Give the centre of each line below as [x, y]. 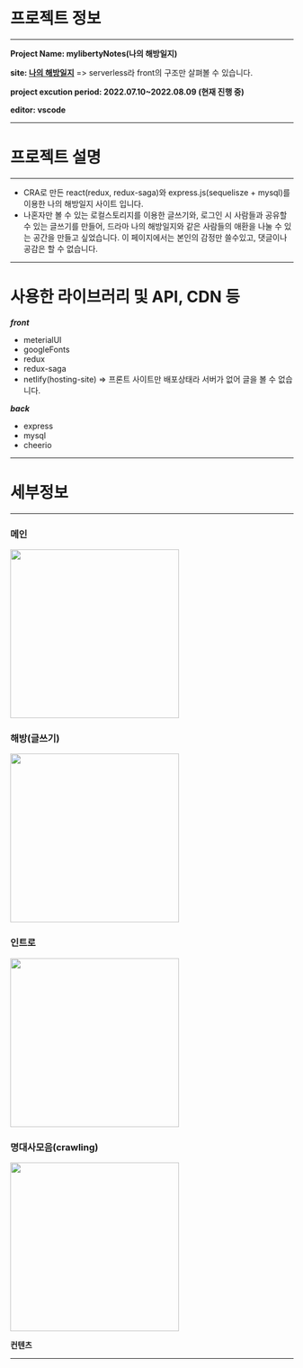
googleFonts [46, 349]
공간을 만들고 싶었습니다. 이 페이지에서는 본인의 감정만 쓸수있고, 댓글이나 [160, 237]
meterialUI [42, 339]
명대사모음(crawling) [54, 1147]
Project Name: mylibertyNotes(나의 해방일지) [94, 53]
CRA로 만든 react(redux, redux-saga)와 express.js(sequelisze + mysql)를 [156, 192]
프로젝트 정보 [56, 18]
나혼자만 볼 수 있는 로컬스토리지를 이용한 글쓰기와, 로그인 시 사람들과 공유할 [155, 215]
